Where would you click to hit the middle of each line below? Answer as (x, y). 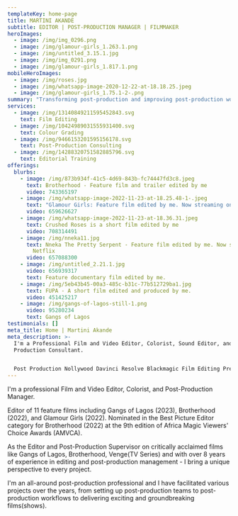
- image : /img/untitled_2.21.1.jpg (73, 264)
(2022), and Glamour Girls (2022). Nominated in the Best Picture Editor (111, 418)
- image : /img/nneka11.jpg (60, 238)
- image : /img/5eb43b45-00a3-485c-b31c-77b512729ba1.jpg (106, 284)
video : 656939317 (52, 271)
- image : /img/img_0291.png (55, 60)
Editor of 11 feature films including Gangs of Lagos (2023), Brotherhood (112, 410)
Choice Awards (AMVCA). (45, 433)
